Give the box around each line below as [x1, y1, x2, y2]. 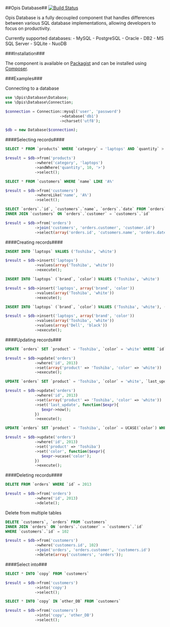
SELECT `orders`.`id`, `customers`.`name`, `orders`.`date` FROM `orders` [5, 207, 166, 212]
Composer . [5, 66, 28, 71]
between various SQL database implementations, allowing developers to [5, 20, 156, 26]
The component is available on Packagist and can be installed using [5, 60, 147, 66]
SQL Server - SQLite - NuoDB [5, 41, 67, 47]
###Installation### [5, 51, 45, 56]
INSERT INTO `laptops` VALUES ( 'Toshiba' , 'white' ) [5, 249, 116, 254]
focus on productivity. [5, 25, 51, 31]
